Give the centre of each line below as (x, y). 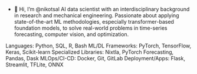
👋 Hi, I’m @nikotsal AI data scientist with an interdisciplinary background (102, 9)
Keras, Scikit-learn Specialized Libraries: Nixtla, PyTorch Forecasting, (90, 52)
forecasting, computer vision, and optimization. (71, 34)
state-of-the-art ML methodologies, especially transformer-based (94, 22)
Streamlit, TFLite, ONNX (35, 65)
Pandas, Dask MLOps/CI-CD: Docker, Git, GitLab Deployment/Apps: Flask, (95, 58)
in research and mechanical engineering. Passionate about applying (96, 15)
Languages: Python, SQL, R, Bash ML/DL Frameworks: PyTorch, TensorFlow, (98, 46)
